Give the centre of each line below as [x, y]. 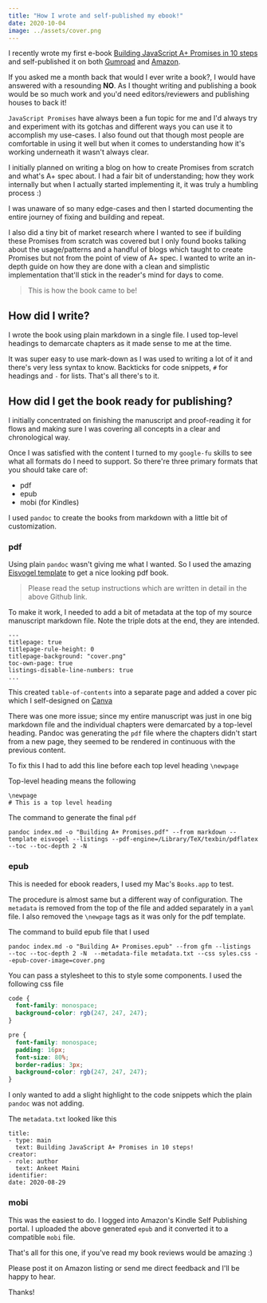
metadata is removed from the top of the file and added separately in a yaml [131, 907]
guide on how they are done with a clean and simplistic [119, 267]
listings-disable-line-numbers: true [71, 671]
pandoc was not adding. [47, 1103]
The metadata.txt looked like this [63, 1119]
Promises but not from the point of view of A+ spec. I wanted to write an [127, 258]
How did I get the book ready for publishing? [120, 401]
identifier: [28, 1176]
